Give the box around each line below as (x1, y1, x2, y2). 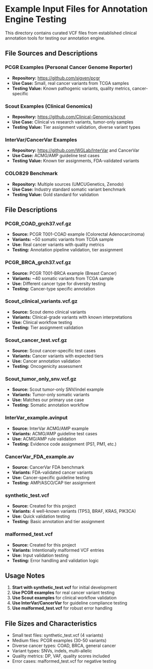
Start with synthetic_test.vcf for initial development (12, 585, 117, 590)
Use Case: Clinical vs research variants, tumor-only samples (12, 119, 134, 125)
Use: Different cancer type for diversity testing (12, 281, 106, 286)
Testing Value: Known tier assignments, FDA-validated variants (12, 158, 139, 164)
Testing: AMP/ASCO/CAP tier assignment (12, 480, 96, 486)
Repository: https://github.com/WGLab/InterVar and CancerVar (12, 147, 139, 153)
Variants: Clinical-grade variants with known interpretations (12, 314, 133, 320)
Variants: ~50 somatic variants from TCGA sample (12, 237, 114, 243)
